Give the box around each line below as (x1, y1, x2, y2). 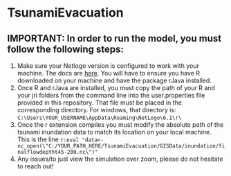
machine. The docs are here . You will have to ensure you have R (17, 69, 201, 77)
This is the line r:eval (17, 135, 80, 143)
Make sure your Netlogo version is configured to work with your (17, 62, 199, 70)
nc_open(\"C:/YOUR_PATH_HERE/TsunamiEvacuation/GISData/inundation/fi (17, 143, 225, 150)
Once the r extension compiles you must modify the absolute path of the (17, 121, 224, 129)
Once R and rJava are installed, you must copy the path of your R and (17, 84, 216, 91)
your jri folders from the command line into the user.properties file (17, 91, 205, 99)
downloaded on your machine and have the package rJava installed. (17, 76, 212, 85)
